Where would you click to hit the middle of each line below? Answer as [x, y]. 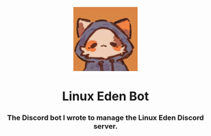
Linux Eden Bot [105, 97]
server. [105, 126]
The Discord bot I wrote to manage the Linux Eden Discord [105, 118]
